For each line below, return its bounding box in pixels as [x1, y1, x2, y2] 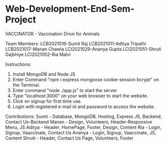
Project [5, 14, 36, 25]
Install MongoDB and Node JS [12, 71, 76, 77]
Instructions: [5, 61, 31, 67]
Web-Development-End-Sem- [5, 3, 135, 15]
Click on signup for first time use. [12, 98, 82, 104]
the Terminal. [12, 82, 40, 88]
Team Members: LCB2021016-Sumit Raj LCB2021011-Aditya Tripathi [5, 40, 147, 46]
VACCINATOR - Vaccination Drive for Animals [5, 31, 100, 37]
